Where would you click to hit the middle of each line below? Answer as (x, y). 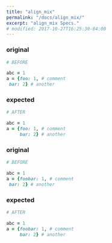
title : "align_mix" (31, 12)
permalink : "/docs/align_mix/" (45, 17)
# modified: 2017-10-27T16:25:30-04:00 (56, 29)
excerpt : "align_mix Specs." (43, 23)
